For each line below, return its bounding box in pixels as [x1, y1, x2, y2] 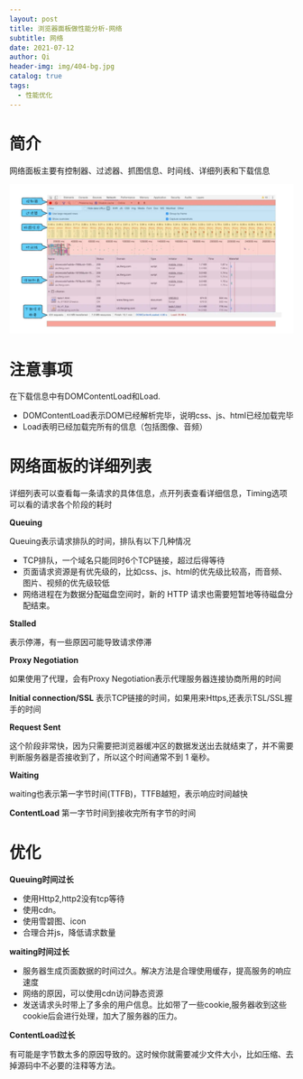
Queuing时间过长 [9, 874, 75, 885]
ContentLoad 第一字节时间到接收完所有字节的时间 [9, 807, 197, 818]
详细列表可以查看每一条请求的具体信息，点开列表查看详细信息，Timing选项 [9, 488, 288, 499]
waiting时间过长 [9, 946, 70, 957]
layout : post [9, 14, 59, 23]
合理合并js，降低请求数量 [22, 927, 116, 938]
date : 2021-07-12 [9, 43, 75, 52]
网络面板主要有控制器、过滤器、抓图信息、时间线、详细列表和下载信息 [9, 165, 271, 176]
